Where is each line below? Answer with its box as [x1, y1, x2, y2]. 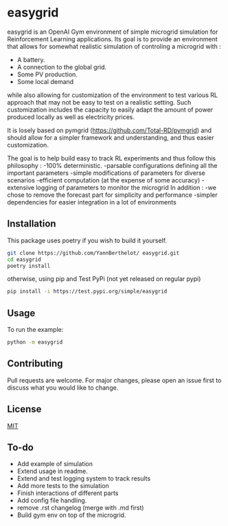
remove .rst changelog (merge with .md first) [16, 504, 144, 512]
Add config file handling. [16, 496, 87, 505]
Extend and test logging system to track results [16, 474, 151, 483]
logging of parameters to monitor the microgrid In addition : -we [36, 183, 216, 191]
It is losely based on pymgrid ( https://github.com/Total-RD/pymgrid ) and [7, 126, 212, 134]
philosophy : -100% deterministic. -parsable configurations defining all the [7, 161, 218, 169]
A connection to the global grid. [16, 63, 107, 71]
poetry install [7, 262, 51, 269]
